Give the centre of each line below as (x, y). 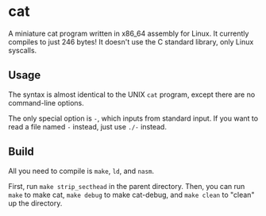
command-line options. (46, 102)
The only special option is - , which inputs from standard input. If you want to (133, 118)
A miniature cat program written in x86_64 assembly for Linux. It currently (129, 33)
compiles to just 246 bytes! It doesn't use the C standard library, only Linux (131, 41)
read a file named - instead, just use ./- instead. (87, 126)
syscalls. (23, 50)
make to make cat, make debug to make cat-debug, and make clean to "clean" (131, 195)
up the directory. (35, 203)
